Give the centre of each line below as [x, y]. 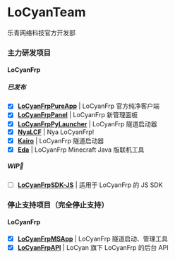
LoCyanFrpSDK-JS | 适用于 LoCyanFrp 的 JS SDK [90, 185]
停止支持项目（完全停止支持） [58, 205]
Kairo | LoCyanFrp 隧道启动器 [61, 140]
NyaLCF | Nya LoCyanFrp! [56, 132]
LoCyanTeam [47, 12]
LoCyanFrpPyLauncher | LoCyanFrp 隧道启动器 [87, 124]
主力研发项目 [29, 52]
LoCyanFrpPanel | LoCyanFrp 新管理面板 [78, 115]
